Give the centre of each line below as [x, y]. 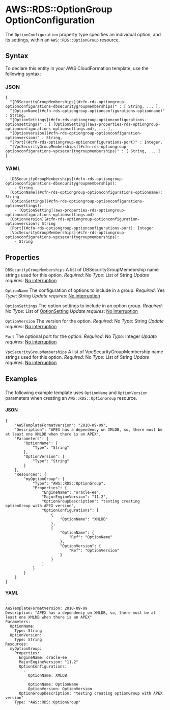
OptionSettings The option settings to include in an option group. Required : [84, 306]
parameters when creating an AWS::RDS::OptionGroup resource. [71, 398]
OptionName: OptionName [53, 684]
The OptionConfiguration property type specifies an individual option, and [83, 34]
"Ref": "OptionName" [91, 537]
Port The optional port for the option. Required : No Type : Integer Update [81, 336]
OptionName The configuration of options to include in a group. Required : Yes [85, 290]
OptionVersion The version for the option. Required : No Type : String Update [84, 321]
